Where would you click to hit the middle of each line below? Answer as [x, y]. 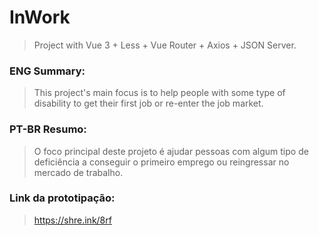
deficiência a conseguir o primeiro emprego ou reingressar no [161, 162]
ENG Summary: [47, 71]
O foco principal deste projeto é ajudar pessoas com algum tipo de [171, 151]
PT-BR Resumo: [48, 129]
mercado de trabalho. [78, 172]
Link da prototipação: [62, 198]
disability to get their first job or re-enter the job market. [148, 103]
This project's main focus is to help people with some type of [159, 93]
